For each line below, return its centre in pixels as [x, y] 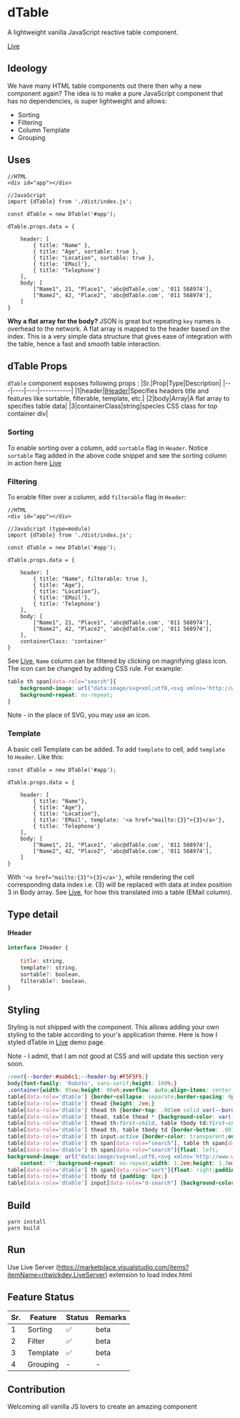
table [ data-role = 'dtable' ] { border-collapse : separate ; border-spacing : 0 [120, 1097]
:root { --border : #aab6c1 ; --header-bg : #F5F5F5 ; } [78, 1077]
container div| [28, 414]
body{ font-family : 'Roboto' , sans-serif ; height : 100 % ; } [92, 1084]
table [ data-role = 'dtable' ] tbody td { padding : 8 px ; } [87, 1177]
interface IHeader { [38, 948]
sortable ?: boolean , [51, 974]
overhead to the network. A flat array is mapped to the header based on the [119, 329]
